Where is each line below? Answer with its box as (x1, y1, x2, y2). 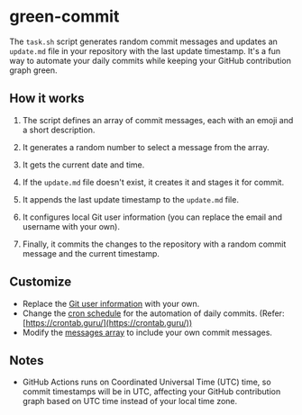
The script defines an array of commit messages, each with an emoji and (22, 114, 294, 125)
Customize (9, 275, 72, 290)
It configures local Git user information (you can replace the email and (22, 212, 282, 222)
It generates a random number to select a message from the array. (22, 141, 270, 152)
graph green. (9, 65, 58, 76)
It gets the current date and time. (22, 159, 145, 170)
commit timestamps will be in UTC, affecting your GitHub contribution (22, 386, 281, 397)
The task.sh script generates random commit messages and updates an (9, 36, 278, 47)
